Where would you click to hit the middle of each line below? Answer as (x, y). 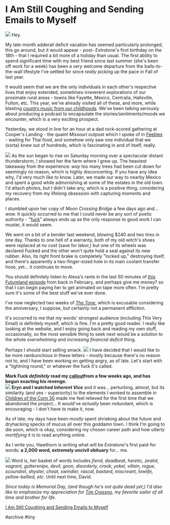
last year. (15, 77)
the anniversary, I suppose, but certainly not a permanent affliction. (76, 308)
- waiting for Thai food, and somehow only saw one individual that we (78, 139)
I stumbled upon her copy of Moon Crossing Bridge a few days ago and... (82, 208)
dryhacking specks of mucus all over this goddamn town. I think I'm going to (85, 424)
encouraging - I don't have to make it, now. (50, 409)
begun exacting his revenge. (36, 381)
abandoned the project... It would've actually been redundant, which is (79, 403)
